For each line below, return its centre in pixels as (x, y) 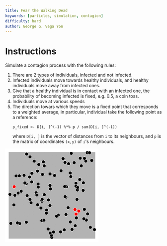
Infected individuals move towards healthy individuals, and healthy (81, 80)
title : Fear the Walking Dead (37, 10)
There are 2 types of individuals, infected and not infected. (72, 75)
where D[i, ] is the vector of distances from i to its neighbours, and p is (87, 136)
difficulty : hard (23, 21)
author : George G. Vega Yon (34, 26)
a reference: (25, 118)
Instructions (31, 52)
